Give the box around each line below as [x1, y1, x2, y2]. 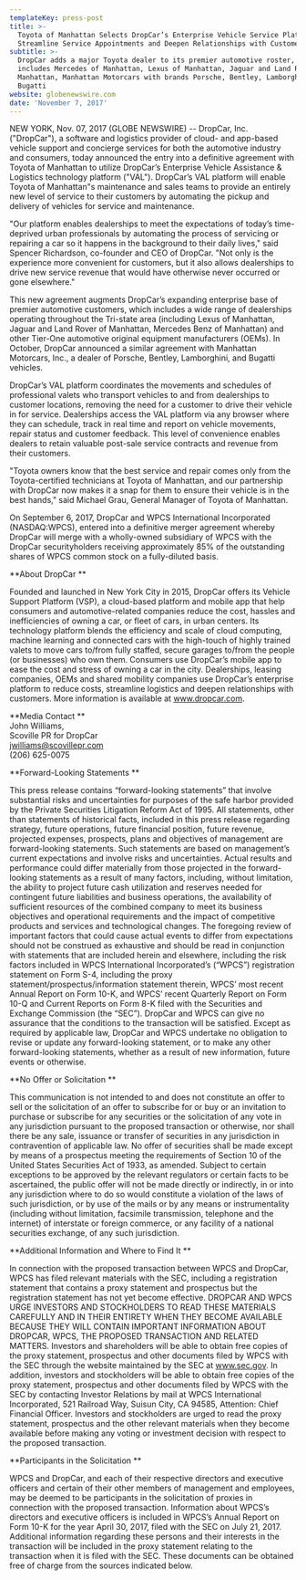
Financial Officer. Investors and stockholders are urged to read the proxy [9, 1408, 282, 1419]
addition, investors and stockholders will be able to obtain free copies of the [9, 1370, 294, 1381]
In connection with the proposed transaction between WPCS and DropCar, [9, 1263, 289, 1274]
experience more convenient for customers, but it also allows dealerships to [9, 257, 294, 268]
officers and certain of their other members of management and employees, [9, 1482, 295, 1493]
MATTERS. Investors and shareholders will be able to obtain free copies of [9, 1341, 289, 1352]
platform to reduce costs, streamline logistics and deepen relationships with [9, 684, 294, 695]
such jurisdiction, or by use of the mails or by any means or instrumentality [9, 1198, 290, 1209]
